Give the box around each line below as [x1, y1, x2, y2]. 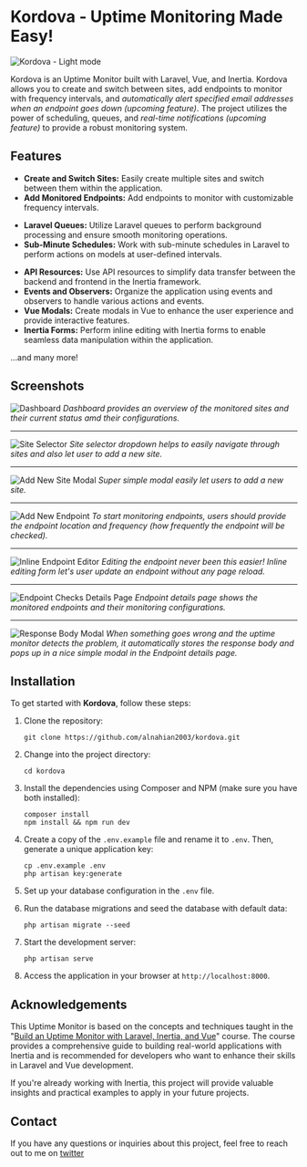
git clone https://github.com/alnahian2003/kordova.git [23, 733, 240, 743]
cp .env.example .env [23, 861, 106, 870]
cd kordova [23, 766, 66, 776]
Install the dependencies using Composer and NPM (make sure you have [23, 783, 298, 794]
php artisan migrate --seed [23, 921, 130, 930]
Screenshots [10, 379, 85, 394]
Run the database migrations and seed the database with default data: [23, 903, 288, 914]
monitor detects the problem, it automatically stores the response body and [10, 637, 294, 649]
